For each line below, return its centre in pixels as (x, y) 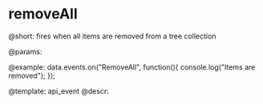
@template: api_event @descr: (59, 91)
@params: (25, 51)
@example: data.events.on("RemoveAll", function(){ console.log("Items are (132, 67)
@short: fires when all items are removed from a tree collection (112, 36)
